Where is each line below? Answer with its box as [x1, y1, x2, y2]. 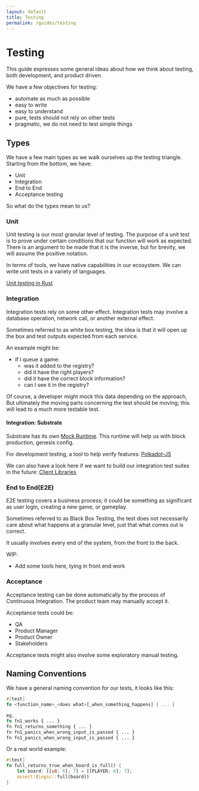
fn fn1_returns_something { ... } [6, 723, 93, 729]
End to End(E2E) [6, 483, 54, 492]
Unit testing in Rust [6, 280, 53, 287]
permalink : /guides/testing [6, 20, 76, 26]
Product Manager [14, 627, 59, 634]
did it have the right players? [23, 368, 94, 375]
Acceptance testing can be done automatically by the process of [6, 591, 166, 598]
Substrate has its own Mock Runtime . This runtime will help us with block [6, 432, 186, 440]
